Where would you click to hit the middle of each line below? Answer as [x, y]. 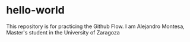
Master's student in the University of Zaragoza [63, 32]
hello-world [36, 10]
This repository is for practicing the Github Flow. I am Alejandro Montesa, [96, 26]
